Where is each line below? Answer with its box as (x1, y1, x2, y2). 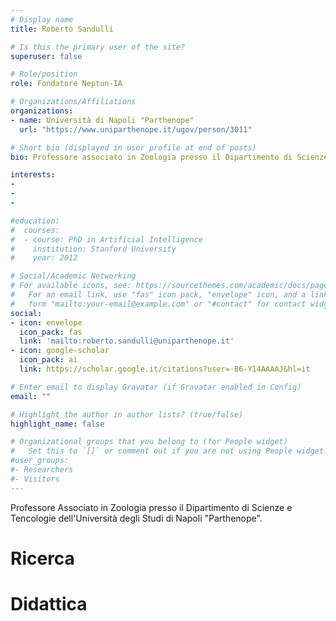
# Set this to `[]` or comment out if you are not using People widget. (10, 446, 329, 456)
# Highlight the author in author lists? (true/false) (10, 409, 244, 420)
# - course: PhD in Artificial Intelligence (10, 234, 203, 245)
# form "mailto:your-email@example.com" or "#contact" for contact (10, 299, 307, 309)
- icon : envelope (10, 317, 83, 328)
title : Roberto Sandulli (10, 24, 114, 34)
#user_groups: (10, 456, 70, 466)
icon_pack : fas (19, 327, 83, 337)
